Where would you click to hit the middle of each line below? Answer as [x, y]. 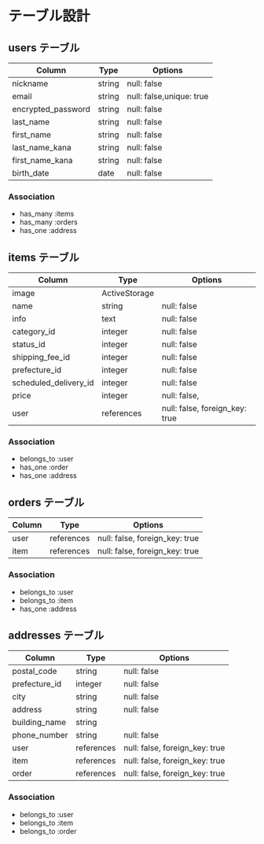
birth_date [31, 173]
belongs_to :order [48, 831]
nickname [30, 83]
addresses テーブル [56, 635]
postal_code [35, 672]
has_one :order [44, 467]
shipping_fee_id [41, 357]
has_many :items [47, 214]
